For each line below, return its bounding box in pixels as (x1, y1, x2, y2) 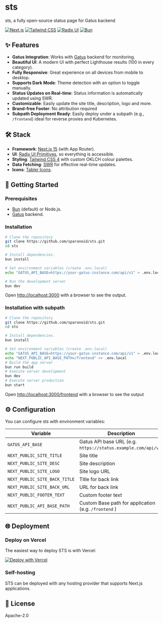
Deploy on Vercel (5, 536, 46, 543)
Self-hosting (5, 569, 35, 576)
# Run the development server (5, 279, 66, 284)
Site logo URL (79, 468, 111, 475)
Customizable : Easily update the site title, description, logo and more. (12, 100, 152, 106)
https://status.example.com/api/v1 (79, 445, 162, 450)
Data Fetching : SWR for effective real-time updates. (12, 161, 116, 167)
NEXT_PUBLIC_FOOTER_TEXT (7, 492, 65, 498)
